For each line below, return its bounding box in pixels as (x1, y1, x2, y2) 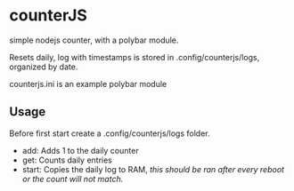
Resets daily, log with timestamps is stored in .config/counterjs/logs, (9, 52, 260, 62)
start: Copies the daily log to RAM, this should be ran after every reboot (21, 163, 285, 174)
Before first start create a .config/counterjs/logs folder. (9, 128, 211, 139)
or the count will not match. (21, 173, 124, 184)
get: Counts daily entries (21, 155, 113, 165)
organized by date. (9, 61, 78, 72)
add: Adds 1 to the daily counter (21, 145, 140, 155)
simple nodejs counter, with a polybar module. (9, 35, 179, 45)
